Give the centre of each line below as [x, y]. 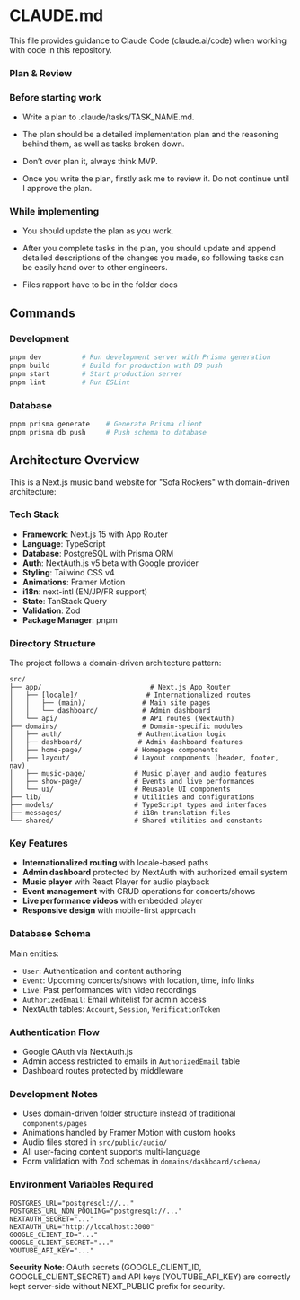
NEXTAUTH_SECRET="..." [52, 1219]
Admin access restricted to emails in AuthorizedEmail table [131, 1061]
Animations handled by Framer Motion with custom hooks [129, 1133]
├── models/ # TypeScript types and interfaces [138, 805]
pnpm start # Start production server [96, 373]
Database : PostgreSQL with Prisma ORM [98, 553]
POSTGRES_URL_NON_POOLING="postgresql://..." [96, 1211]
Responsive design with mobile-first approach [109, 910]
